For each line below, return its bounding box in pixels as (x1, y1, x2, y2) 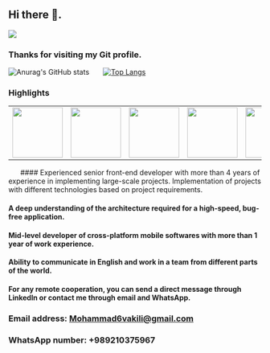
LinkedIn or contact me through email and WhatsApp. (8, 293, 191, 302)
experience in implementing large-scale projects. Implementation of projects (8, 176, 261, 186)
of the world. (8, 266, 52, 276)
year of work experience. (8, 239, 95, 248)
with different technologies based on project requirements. (8, 185, 203, 195)
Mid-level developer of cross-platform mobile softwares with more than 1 (8, 230, 258, 240)
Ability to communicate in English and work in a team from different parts (8, 257, 259, 267)
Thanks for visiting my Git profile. (8, 49, 142, 60)
